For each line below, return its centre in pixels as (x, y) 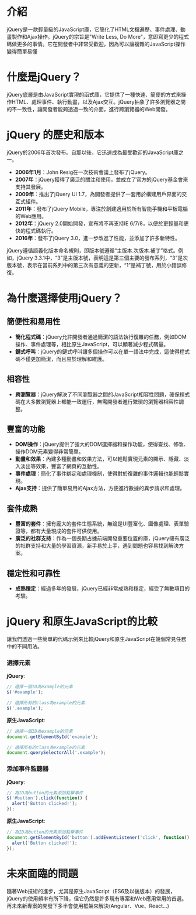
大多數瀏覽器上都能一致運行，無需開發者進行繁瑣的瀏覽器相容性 (102, 401)
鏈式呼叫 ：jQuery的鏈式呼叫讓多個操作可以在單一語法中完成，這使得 (97, 351)
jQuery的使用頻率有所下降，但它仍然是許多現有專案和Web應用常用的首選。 (97, 898)
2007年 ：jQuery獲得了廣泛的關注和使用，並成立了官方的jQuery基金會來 (101, 179)
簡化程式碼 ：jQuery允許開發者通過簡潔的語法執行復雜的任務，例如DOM (101, 337)
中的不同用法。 (24, 646)
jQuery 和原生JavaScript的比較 (82, 622)
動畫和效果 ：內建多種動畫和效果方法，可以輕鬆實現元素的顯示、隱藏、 (99, 459)
